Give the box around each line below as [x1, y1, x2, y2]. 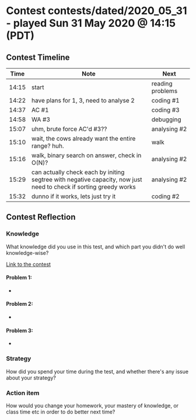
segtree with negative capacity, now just [31, 176, 142, 183]
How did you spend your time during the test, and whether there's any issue [6, 368, 188, 375]
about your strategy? [6, 374, 57, 381]
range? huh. [31, 142, 64, 150]
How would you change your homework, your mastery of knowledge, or [6, 402, 179, 409]
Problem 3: [6, 327, 33, 334]
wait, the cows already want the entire [31, 135, 136, 142]
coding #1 [151, 97, 180, 104]
